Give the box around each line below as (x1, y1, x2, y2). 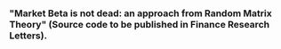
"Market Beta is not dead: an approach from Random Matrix (9, 7, 273, 20)
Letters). (9, 29, 47, 42)
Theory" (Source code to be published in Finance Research (9, 18, 269, 30)
